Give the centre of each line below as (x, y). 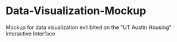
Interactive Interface (30, 33)
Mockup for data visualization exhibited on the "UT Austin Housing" (88, 27)
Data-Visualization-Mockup (76, 11)
